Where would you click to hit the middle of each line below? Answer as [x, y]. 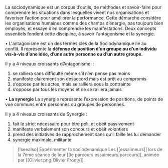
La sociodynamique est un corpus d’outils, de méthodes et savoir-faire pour [83, 7]
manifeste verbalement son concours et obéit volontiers [70, 129]
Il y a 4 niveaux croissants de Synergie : [46, 114]
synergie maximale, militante [42, 140]
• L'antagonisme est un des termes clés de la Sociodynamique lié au [76, 43]
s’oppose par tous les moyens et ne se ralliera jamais [67, 89]
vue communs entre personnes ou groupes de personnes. [65, 104]
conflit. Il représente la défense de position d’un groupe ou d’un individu [81, 49]
